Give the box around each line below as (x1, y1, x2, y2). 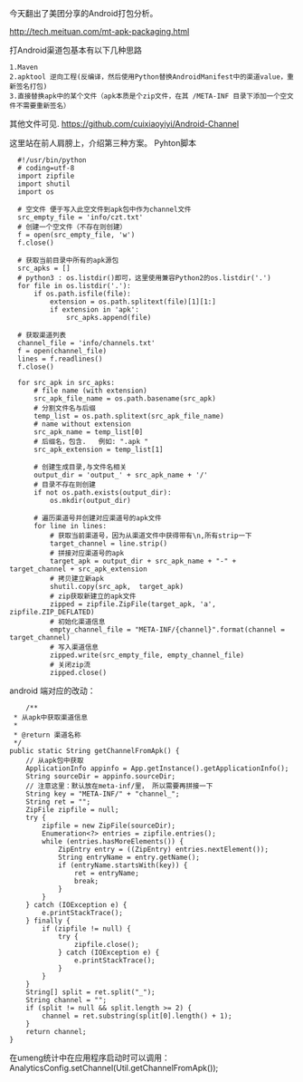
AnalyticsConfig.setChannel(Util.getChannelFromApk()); (9, 1063, 219, 1073)
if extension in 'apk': (49, 305, 140, 314)
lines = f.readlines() (17, 354, 103, 363)
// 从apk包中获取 (25, 756, 84, 765)
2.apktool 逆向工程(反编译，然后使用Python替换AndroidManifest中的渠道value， (9, 72, 288, 82)
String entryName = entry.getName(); (57, 853, 201, 862)
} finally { (25, 916, 71, 925)
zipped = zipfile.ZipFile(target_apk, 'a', (49, 600, 217, 609)
